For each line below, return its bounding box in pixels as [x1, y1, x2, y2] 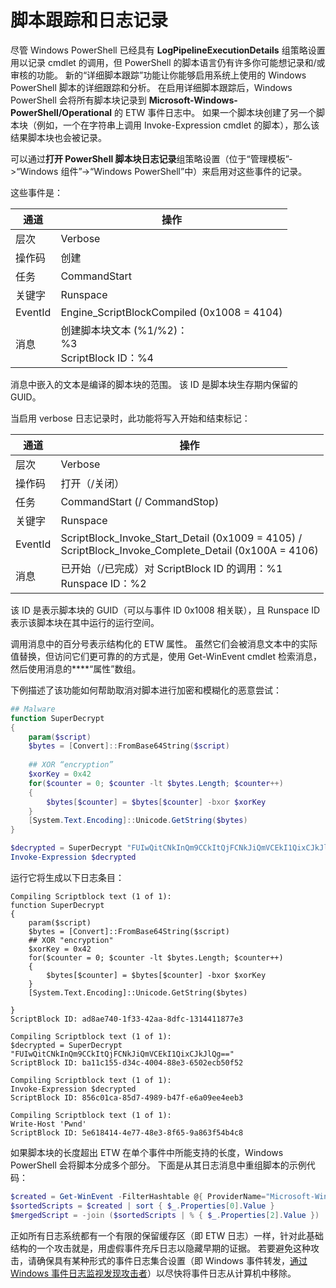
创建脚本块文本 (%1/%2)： [60, 323, 188, 337]
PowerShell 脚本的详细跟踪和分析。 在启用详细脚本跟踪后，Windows [10, 81, 293, 93]
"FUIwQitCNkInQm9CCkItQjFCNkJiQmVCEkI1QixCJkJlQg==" [10, 1049, 235, 1059]
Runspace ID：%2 [60, 576, 147, 590]
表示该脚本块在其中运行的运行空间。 [10, 616, 160, 628]
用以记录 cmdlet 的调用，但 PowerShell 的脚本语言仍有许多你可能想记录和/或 [10, 56, 326, 68]
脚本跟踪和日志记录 [10, 9, 169, 32]
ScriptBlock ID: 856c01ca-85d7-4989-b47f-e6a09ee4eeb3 [10, 1092, 244, 1103]
